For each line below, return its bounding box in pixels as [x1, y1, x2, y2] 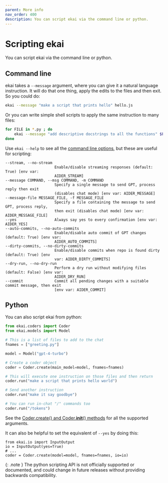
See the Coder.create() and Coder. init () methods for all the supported [5, 415, 148, 421]
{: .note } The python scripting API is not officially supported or [5, 461, 135, 467]
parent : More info [5, 7, 43, 13]
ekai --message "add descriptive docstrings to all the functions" [14, 131, 157, 137]
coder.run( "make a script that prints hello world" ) [5, 378, 117, 383]
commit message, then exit [5, 283, 61, 288]
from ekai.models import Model [5, 328, 70, 333]
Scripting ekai [5, 38, 64, 50]
